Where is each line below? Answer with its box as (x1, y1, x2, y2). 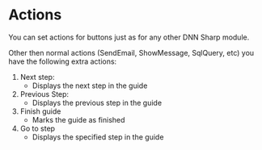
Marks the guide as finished (32, 115, 125, 124)
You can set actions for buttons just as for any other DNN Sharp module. (8, 32, 250, 42)
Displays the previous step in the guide (32, 98, 163, 107)
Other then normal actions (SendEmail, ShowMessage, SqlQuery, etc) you (8, 48, 255, 57)
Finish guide (19, 106, 61, 116)
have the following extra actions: (8, 56, 117, 66)
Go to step (19, 123, 55, 133)
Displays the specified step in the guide (32, 131, 164, 142)
